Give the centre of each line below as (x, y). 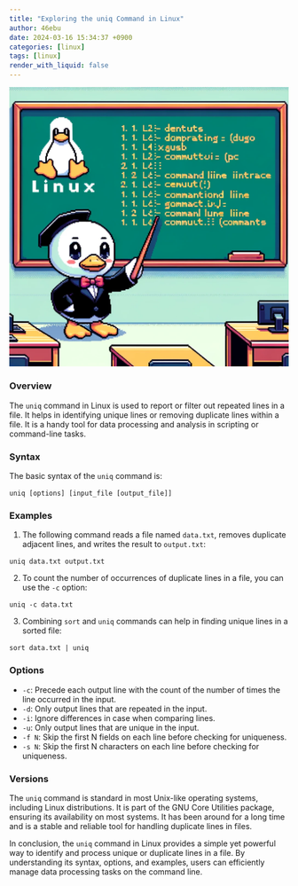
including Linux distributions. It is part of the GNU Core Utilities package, (142, 807)
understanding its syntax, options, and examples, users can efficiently (137, 862)
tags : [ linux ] (35, 56)
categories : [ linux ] (47, 47)
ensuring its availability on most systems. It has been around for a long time (147, 817)
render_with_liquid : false (59, 66)
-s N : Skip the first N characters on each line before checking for (141, 746)
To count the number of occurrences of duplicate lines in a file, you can (153, 578)
